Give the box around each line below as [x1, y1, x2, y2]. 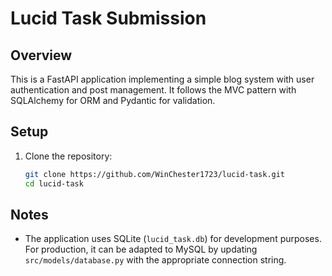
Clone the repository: [24, 150, 113, 162]
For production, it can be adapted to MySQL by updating [24, 243, 258, 256]
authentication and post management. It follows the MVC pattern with [10, 84, 297, 96]
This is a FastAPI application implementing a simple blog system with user [10, 73, 315, 85]
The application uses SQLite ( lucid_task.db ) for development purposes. [24, 233, 322, 245]
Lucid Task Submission [10, 7, 207, 30]
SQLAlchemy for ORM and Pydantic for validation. [10, 95, 216, 106]
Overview [10, 47, 73, 64]
